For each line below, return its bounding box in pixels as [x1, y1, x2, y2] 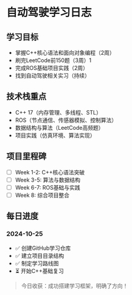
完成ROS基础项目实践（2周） [15, 65, 89, 71]
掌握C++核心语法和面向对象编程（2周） [15, 49, 116, 56]
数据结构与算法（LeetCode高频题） [15, 124, 104, 131]
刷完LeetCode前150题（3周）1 [15, 57, 92, 64]
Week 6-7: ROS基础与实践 [15, 183, 80, 191]
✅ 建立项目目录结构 [15, 252, 64, 259]
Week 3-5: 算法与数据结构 [15, 176, 81, 183]
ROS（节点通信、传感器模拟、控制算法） [15, 116, 117, 124]
